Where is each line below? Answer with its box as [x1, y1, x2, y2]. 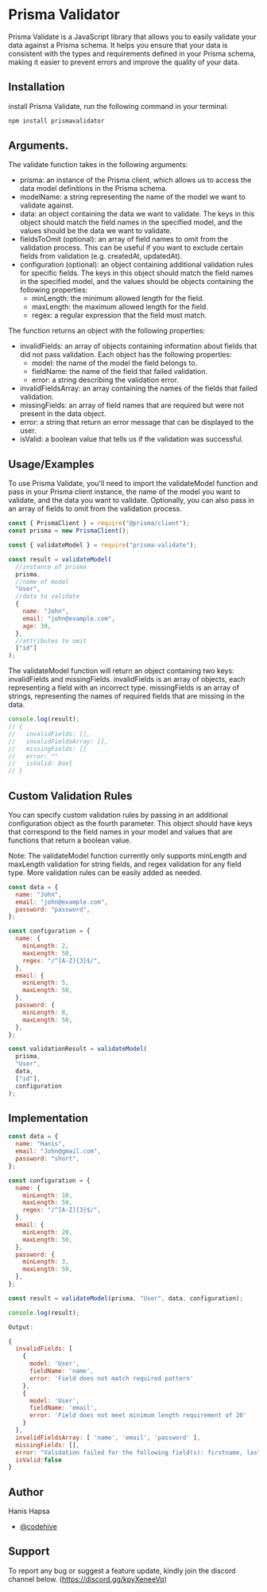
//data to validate [15, 593, 80, 601]
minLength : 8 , [22, 1008, 69, 1016]
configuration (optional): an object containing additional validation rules [19, 260, 253, 270]
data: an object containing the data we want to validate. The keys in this [19, 209, 255, 219]
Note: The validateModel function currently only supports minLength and [8, 850, 247, 860]
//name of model [15, 578, 69, 586]
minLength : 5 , [22, 979, 69, 987]
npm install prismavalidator [8, 117, 105, 125]
